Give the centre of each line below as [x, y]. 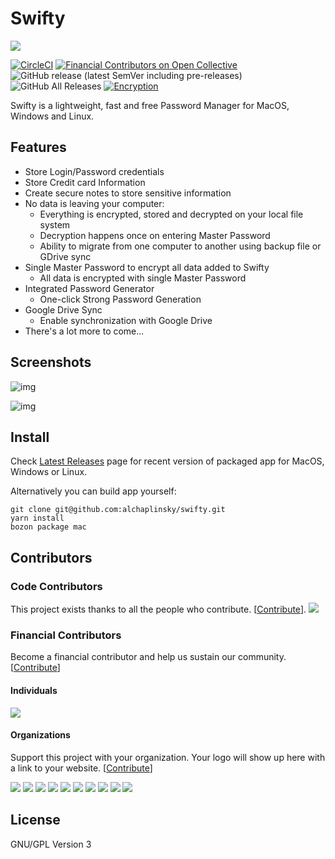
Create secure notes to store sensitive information [128, 193]
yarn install [37, 518]
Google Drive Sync [63, 309]
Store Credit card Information [85, 182]
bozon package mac [48, 527]
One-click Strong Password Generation [120, 299]
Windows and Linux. [52, 116]
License [35, 820]
